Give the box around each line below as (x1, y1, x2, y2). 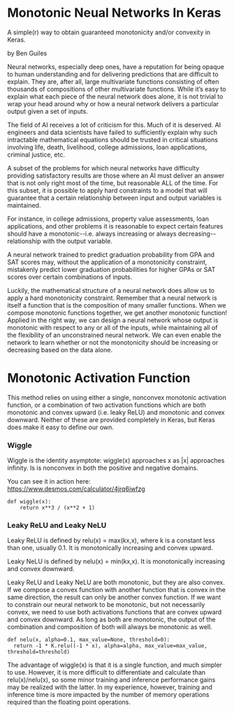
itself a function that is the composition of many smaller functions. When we (7, 301, 226, 309)
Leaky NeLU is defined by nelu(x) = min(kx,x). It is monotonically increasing (7, 557, 225, 566)
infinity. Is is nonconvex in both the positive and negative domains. (7, 463, 199, 473)
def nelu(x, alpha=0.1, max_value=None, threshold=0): (7, 636, 170, 644)
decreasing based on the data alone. (7, 345, 113, 354)
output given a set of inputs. (7, 107, 89, 115)
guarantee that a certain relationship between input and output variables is (7, 194, 222, 202)
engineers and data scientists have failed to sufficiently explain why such (7, 128, 218, 136)
